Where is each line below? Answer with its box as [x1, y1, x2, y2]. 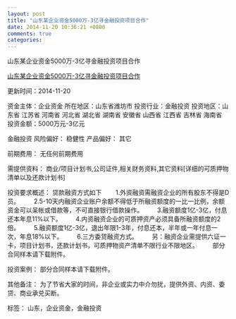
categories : [7, 37, 42, 44]
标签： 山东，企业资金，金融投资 [7, 304, 102, 313]
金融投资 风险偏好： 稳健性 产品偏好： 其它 [7, 135, 132, 143]
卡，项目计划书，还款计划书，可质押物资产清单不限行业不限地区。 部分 [7, 241, 225, 250]
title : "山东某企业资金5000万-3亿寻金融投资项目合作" [7, 17, 149, 24]
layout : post [7, 10, 46, 18]
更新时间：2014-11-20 [7, 87, 71, 95]
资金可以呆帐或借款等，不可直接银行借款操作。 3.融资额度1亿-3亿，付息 [7, 206, 228, 215]
